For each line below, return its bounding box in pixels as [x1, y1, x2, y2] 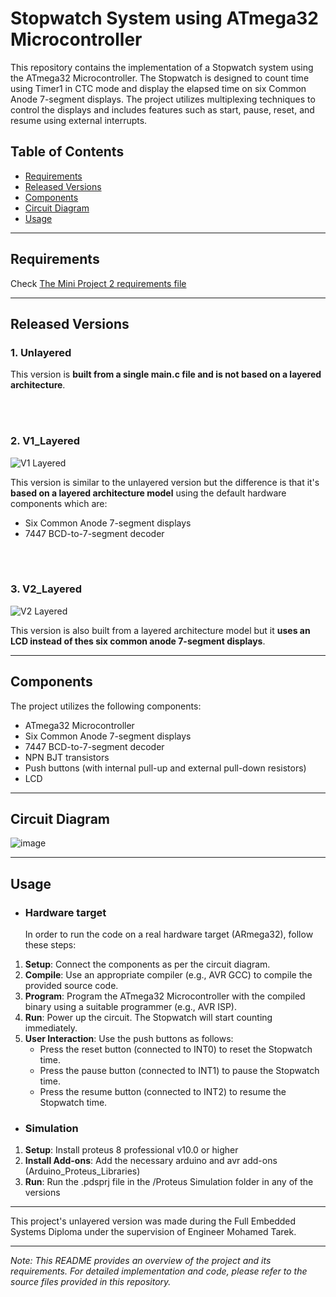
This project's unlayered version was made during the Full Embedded [10, 1215, 297, 1227]
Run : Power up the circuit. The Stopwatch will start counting [24, 1012, 273, 1024]
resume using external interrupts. [10, 114, 148, 126]
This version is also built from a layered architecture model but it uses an [10, 624, 311, 636]
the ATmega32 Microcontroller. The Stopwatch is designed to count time [10, 72, 310, 84]
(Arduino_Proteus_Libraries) [24, 1165, 141, 1177]
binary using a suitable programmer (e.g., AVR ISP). [24, 1001, 237, 1013]
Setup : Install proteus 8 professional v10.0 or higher [24, 1144, 239, 1156]
